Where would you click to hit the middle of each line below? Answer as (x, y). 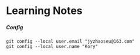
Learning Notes (45, 11)
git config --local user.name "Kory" (52, 47)
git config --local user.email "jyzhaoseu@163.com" (70, 42)
